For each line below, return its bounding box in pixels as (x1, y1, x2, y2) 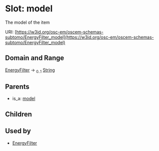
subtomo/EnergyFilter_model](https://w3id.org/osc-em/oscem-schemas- (5, 34, 154, 40)
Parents (5, 82, 30, 91)
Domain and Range (5, 54, 64, 62)
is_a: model (12, 96, 35, 101)
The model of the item (5, 19, 50, 25)
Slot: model (5, 3, 53, 14)
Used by (5, 127, 31, 135)
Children (5, 110, 32, 118)
